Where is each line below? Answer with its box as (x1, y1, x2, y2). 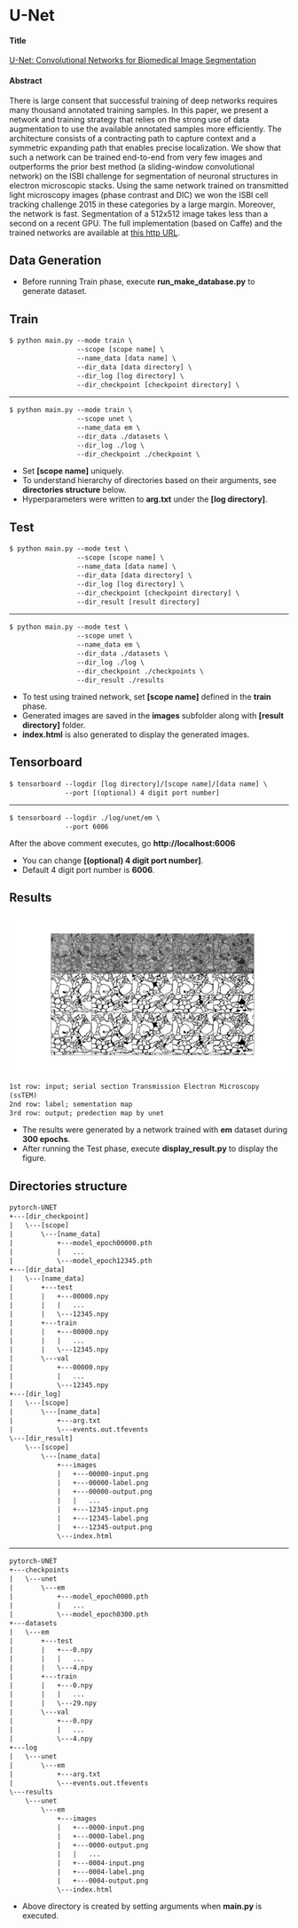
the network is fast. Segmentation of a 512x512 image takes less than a (9, 208, 269, 218)
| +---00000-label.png (56, 1478, 149, 1488)
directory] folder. (21, 720, 86, 731)
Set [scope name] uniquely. (21, 465, 124, 476)
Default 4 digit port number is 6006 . (21, 864, 155, 875)
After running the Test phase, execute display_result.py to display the (21, 1143, 278, 1154)
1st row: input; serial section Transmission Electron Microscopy (9, 1083, 260, 1091)
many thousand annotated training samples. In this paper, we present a (9, 104, 269, 115)
